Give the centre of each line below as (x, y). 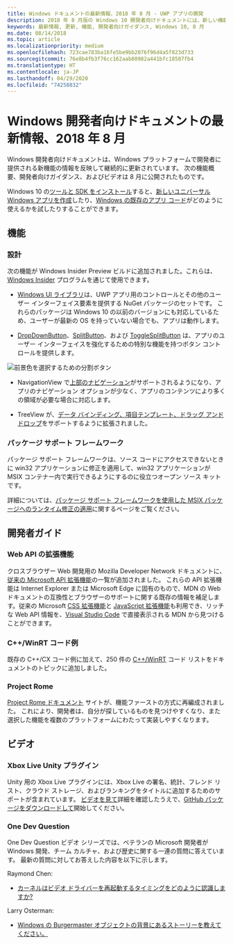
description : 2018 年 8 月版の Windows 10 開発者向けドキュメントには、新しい (113, 20)
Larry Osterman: (31, 911)
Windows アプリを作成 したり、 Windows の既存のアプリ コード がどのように (115, 200)
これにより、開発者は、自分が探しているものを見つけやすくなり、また (121, 711)
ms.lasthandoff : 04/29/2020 (48, 78)
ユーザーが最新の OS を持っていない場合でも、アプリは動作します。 (126, 320)
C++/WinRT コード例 (43, 643)
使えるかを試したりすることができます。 (65, 209)
